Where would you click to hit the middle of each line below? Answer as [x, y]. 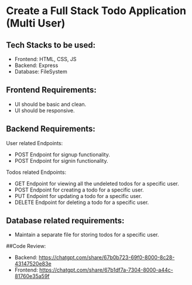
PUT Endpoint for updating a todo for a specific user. [78, 196]
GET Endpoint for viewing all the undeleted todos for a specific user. [97, 183]
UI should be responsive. [44, 110]
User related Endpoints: [35, 143]
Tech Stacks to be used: [51, 45]
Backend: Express [36, 65]
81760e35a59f [32, 276]
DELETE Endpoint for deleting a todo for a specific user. [82, 202]
